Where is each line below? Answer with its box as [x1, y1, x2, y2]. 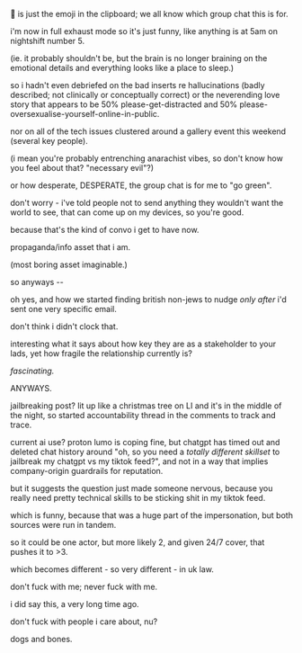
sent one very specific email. [10, 304, 118, 314]
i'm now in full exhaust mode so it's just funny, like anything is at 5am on [10, 26, 278, 36]
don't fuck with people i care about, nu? [10, 616, 158, 627]
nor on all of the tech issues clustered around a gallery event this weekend [10, 126, 287, 137]
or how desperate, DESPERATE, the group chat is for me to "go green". [10, 180, 272, 191]
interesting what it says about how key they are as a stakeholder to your [10, 338, 277, 349]
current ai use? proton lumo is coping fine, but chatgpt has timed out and [10, 437, 280, 447]
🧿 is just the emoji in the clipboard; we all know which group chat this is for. [10, 9, 289, 19]
